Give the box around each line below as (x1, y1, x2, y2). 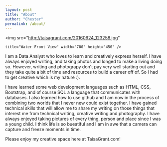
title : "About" (5, 12, 37, 17)
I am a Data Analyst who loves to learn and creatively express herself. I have (5, 53, 162, 59)
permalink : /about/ (5, 21, 46, 26)
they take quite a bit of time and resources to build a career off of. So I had (5, 69, 158, 75)
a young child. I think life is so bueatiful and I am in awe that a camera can (5, 121, 157, 127)
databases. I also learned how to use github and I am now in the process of (5, 95, 160, 101)
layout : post (5, 7, 32, 12)
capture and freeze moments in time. (5, 127, 81, 133)
